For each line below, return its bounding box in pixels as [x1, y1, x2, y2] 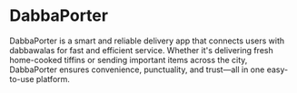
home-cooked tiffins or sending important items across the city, [9, 54, 248, 65]
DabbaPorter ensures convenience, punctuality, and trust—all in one [9, 64, 265, 75]
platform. [35, 73, 71, 84]
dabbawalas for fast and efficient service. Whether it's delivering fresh [9, 44, 274, 55]
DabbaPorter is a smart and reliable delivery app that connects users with [9, 35, 285, 46]
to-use [9, 73, 35, 84]
